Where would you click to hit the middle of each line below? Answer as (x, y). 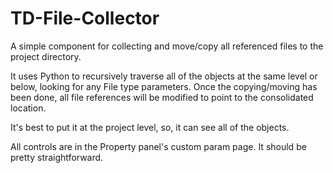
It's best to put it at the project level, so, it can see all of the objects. (150, 127)
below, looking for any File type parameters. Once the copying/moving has (164, 86)
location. (28, 108)
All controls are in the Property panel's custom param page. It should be (158, 146)
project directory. (46, 56)
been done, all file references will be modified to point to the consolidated (162, 97)
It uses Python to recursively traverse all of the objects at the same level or (164, 76)
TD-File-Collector (85, 18)
